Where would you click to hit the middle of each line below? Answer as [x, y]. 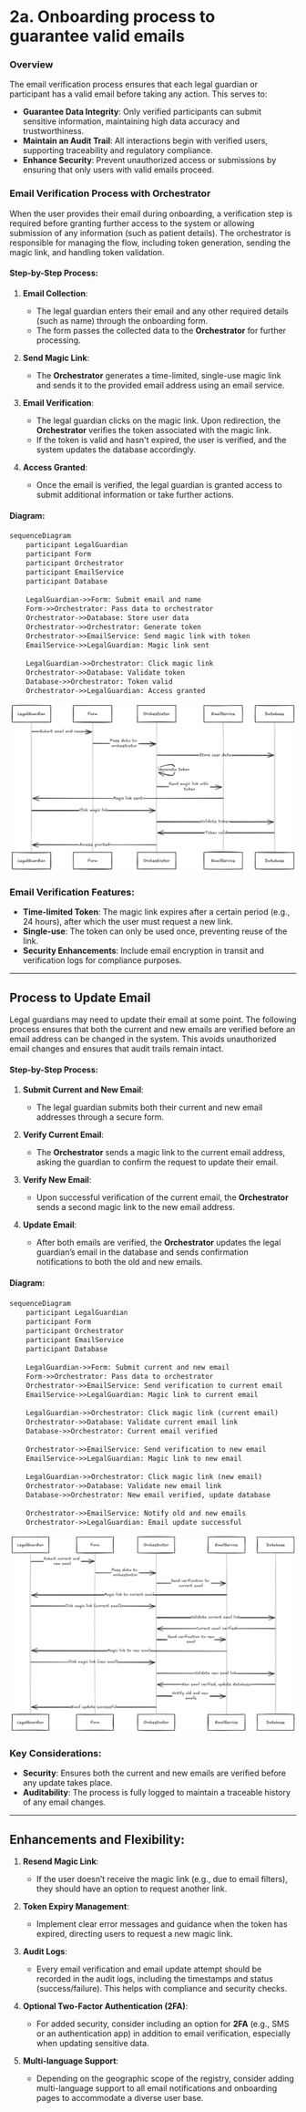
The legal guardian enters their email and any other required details [162, 311]
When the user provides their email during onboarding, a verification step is [151, 213]
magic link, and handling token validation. [87, 252]
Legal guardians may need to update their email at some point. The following [153, 1020]
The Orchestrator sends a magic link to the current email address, [161, 1153]
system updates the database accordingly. [116, 450]
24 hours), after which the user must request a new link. [128, 922]
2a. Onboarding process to [112, 17]
